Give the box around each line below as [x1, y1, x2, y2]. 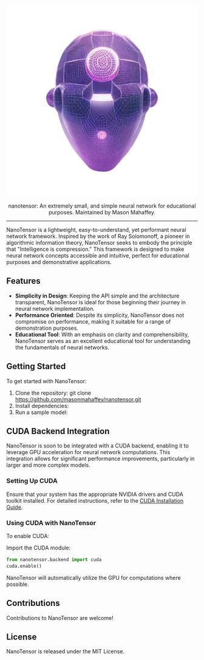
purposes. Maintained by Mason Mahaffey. [48, 209, 156, 216]
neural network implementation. [15, 305, 95, 312]
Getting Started [6, 361, 66, 372]
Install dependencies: [15, 402, 69, 409]
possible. [6, 580, 29, 588]
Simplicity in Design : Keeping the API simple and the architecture [15, 292, 180, 299]
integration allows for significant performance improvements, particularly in [6, 455, 195, 463]
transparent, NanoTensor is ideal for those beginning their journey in [15, 298, 186, 305]
